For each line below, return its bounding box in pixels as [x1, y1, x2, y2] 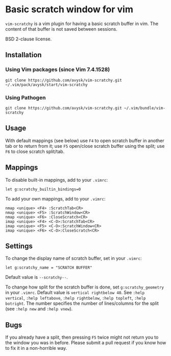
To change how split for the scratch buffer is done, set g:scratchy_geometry [5, 284, 164, 290]
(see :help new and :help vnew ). [5, 306, 73, 312]
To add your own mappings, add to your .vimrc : [5, 195, 106, 202]
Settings [5, 241, 33, 250]
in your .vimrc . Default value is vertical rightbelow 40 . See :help [5, 290, 145, 296]
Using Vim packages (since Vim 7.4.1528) [5, 66, 110, 73]
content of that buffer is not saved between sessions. [5, 26, 117, 32]
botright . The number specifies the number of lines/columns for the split [5, 300, 159, 306]
